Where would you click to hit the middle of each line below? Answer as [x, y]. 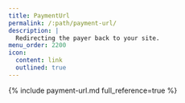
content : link [39, 61]
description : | [34, 30]
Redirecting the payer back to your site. [88, 38]
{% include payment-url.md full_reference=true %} [93, 90]
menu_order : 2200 [37, 46]
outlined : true [41, 68]
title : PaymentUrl [39, 16]
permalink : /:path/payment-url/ [62, 23]
